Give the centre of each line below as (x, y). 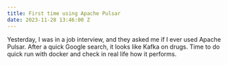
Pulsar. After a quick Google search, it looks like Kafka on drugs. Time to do (114, 47)
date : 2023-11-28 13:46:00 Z (49, 20)
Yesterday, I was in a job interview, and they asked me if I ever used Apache (114, 39)
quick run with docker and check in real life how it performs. (92, 54)
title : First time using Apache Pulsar (64, 13)
